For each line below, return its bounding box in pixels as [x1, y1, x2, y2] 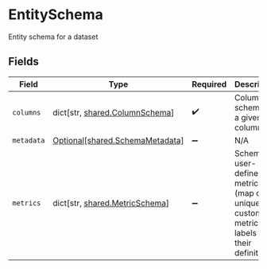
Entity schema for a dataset [8, 32, 99, 41]
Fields [8, 55, 40, 68]
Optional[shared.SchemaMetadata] [52, 134, 184, 146]
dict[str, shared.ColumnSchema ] [52, 107, 175, 118]
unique [234, 197, 261, 209]
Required [192, 78, 227, 89]
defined [234, 167, 264, 178]
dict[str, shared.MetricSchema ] [52, 197, 169, 209]
